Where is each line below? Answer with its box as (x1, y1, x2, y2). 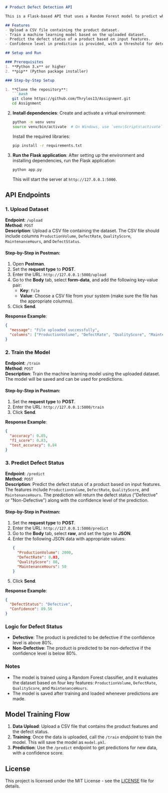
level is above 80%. (12, 640, 53, 646)
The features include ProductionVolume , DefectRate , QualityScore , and (5, 486, 149, 493)
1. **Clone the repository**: (5, 87, 68, 92)
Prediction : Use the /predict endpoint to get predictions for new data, (12, 744, 157, 751)
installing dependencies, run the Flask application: (12, 157, 116, 163)
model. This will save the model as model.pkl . (12, 739, 106, 745)
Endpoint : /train (5, 360, 41, 366)
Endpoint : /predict (5, 471, 45, 477)
